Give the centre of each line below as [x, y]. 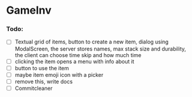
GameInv [29, 10]
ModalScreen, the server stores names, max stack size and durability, [100, 49]
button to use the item [42, 68]
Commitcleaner [34, 88]
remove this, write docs [44, 82]
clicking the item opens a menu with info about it [75, 61]
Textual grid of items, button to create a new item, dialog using [92, 42]
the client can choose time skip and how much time [78, 55]
